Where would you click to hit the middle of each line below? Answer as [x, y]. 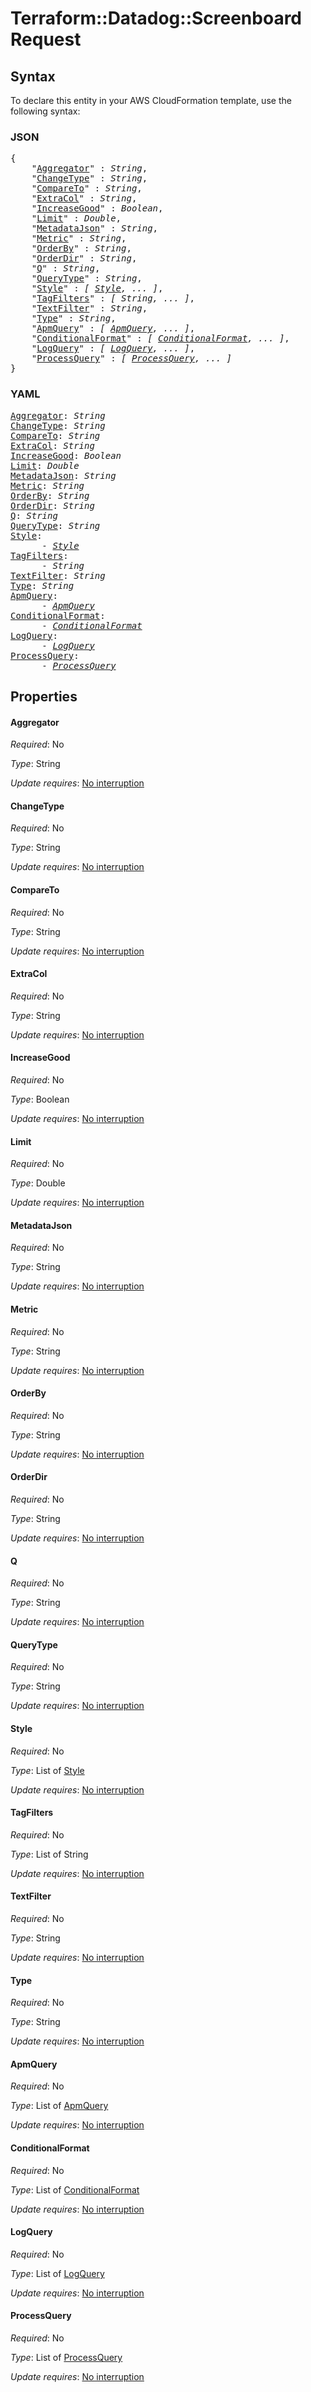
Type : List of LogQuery [57, 2273]
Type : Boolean [40, 1099]
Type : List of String [49, 1854]
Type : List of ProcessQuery [66, 2358]
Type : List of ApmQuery [59, 2106]
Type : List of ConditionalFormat [75, 2189]
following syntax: [45, 111]
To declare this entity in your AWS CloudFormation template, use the [151, 100]
